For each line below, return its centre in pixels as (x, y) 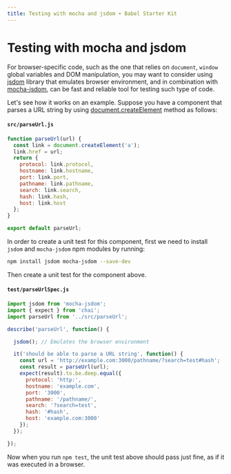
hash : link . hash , (44, 197)
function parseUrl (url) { (44, 139)
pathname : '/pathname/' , (61, 399)
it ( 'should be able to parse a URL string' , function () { (99, 354)
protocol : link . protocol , (57, 164)
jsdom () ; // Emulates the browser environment (81, 342)
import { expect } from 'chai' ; (53, 310)
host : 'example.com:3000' (62, 419)
